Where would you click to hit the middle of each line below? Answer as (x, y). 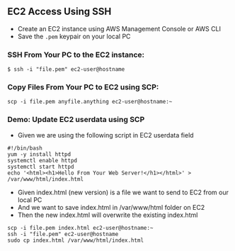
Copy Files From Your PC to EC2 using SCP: (83, 87)
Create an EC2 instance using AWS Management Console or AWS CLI (119, 28)
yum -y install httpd (39, 154)
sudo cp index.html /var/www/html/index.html (75, 240)
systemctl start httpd (41, 167)
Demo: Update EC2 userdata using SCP (76, 120)
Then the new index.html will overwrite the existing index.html (108, 215)
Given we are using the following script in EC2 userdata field (105, 135)
